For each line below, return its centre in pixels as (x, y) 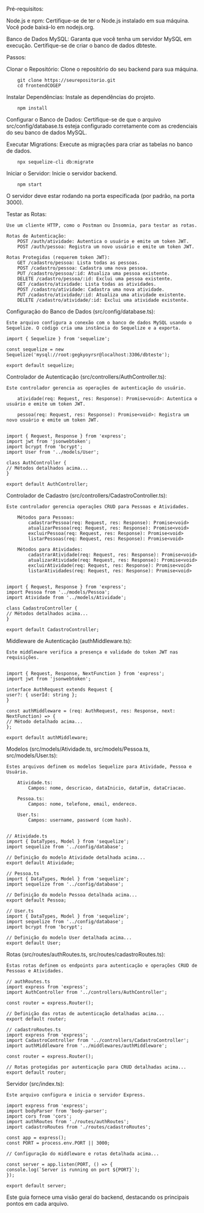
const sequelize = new (35, 349)
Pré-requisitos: (25, 9)
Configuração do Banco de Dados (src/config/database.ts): (81, 311)
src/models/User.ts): (32, 756)
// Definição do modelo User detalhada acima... (69, 938)
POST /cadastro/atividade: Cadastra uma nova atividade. (91, 290)
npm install (32, 108)
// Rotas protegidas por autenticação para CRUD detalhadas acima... (97, 1067)
